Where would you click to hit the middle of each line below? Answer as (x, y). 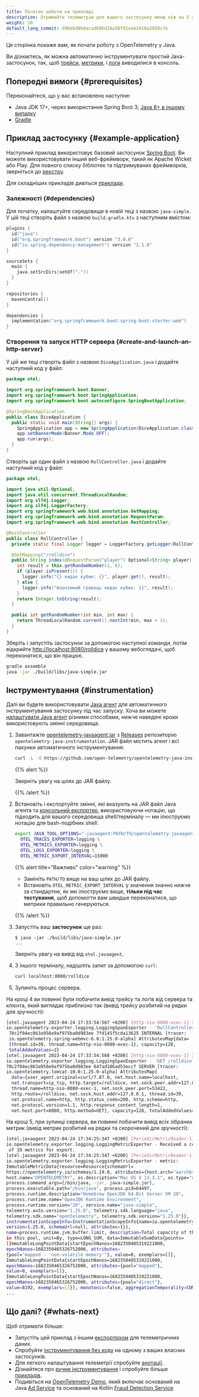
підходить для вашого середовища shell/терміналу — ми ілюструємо (102, 817)
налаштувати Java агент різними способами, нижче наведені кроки (92, 717)
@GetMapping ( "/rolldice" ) (44, 555)
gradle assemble (26, 666)
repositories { (25, 294)
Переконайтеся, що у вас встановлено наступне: (68, 96)
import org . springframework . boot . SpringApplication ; (73, 395)
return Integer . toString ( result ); (59, 599)
